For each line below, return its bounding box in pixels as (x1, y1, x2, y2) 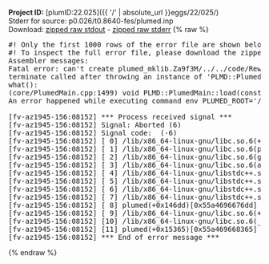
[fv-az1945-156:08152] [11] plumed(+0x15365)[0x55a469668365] (8, 225, 258, 234)
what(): (8, 80, 38, 89)
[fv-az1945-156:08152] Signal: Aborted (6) (8, 120, 182, 129)
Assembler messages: (8, 56, 90, 65)
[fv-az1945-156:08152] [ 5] (8, 177, 118, 185)
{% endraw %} (8, 248, 58, 257)
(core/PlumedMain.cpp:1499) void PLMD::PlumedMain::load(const (8, 88, 262, 97)
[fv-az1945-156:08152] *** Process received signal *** (8, 112, 232, 121)
